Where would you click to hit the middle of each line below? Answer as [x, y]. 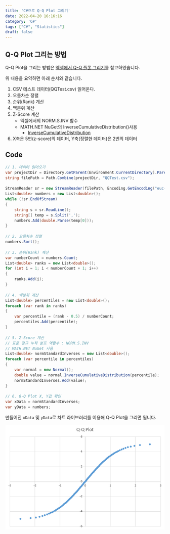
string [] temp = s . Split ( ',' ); [47, 215]
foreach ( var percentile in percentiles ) [50, 359]
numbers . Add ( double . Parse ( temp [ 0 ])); [54, 220]
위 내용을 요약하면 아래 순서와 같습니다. [44, 78]
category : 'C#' [21, 21]
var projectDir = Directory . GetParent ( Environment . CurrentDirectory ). [81, 172]
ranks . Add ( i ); [29, 279]
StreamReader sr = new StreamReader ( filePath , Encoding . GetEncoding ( [80, 189]
